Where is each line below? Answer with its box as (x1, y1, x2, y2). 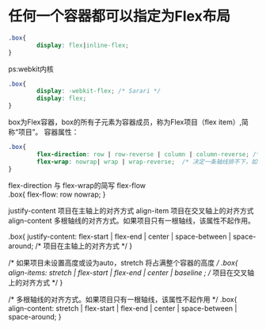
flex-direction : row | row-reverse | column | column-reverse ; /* (36, 150, 260, 159)
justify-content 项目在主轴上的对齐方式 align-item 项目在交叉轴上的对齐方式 (8, 205, 255, 215)
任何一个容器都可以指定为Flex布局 (8, 7, 231, 25)
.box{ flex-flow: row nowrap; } (8, 189, 106, 199)
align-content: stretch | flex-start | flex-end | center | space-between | (8, 303, 237, 313)
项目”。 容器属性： (18, 128, 79, 137)
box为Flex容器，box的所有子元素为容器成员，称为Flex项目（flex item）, (8, 117, 242, 127)
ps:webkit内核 (8, 64, 54, 74)
